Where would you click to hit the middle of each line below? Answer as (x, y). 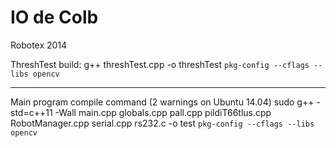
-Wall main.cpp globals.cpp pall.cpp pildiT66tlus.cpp (163, 112)
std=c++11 (31, 112)
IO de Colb (54, 17)
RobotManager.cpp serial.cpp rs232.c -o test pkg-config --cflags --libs (162, 123)
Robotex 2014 (39, 45)
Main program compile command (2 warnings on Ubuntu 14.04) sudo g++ (162, 102)
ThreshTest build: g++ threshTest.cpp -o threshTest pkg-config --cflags (160, 64)
